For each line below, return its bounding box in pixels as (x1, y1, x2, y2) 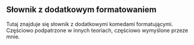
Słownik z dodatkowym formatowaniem (6, 5, 157, 15)
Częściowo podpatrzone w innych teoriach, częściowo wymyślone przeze (6, 27, 189, 34)
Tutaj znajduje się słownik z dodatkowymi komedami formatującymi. (6, 20, 173, 27)
